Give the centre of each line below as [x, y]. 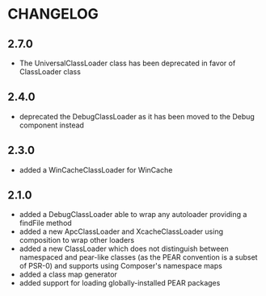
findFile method [45, 223]
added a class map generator [68, 274]
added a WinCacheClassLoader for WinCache [96, 169]
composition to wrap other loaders [77, 240]
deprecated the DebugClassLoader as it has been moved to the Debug [137, 116]
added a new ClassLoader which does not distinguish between [124, 249]
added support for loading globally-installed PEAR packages [120, 283]
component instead [51, 125]
